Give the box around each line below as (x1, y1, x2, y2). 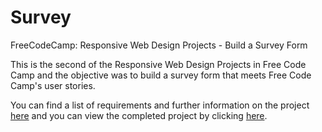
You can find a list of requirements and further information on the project (10, 99, 310, 111)
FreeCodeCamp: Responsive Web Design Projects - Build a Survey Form (10, 39, 308, 51)
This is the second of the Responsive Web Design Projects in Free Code (10, 58, 307, 70)
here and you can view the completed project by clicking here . (10, 109, 268, 121)
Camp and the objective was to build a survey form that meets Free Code (10, 69, 312, 81)
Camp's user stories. (10, 79, 96, 91)
